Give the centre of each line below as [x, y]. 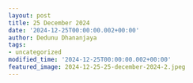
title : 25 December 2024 [49, 23]
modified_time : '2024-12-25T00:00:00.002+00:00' [90, 60]
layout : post [30, 15]
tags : [17, 45]
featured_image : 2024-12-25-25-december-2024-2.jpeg [97, 67]
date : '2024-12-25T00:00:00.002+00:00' [74, 30]
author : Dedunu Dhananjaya [53, 38]
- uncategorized [35, 52]
